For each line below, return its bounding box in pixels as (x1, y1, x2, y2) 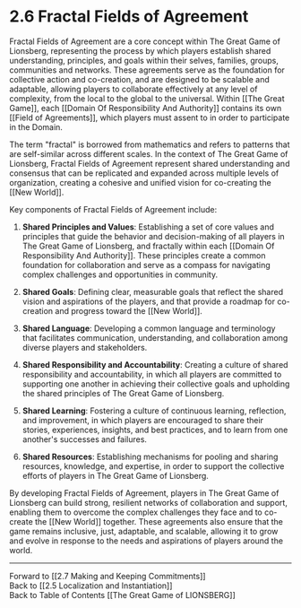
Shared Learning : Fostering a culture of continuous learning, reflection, (21, 405, 287, 416)
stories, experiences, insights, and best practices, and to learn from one (21, 424, 288, 435)
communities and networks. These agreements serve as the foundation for (9, 65, 285, 75)
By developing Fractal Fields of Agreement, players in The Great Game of (9, 487, 279, 499)
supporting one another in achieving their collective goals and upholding (21, 378, 290, 389)
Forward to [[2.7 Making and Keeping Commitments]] (9, 570, 206, 581)
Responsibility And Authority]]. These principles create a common (21, 249, 266, 261)
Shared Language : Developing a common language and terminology (21, 323, 276, 334)
